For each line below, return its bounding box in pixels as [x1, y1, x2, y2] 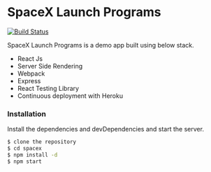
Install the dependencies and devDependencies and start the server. [7, 125, 205, 134]
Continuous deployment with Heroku [17, 92, 124, 100]
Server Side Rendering [17, 62, 83, 70]
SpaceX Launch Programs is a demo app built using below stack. [7, 41, 194, 49]
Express [17, 76, 41, 85]
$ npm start [7, 158, 42, 165]
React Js [17, 54, 43, 63]
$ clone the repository [7, 138, 77, 145]
